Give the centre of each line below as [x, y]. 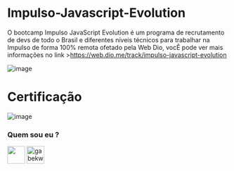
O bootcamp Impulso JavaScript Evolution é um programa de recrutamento [116, 32]
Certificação [45, 97]
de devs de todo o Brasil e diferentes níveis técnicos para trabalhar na [109, 39]
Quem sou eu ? [33, 134]
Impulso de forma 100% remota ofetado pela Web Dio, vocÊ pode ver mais [115, 47]
